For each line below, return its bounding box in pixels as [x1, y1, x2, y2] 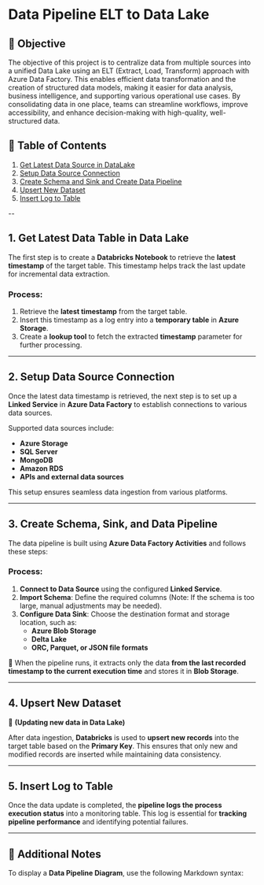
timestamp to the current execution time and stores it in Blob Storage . [8, 666, 240, 676]
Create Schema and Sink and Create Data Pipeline [19, 176, 182, 186]
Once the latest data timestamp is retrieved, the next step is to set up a [8, 391, 237, 401]
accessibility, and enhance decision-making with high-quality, [8, 108, 208, 117]
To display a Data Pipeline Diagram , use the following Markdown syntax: [8, 868, 244, 878]
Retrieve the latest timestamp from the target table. [19, 306, 188, 316]
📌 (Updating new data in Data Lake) [8, 717, 126, 727]
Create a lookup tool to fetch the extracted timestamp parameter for [19, 331, 243, 341]
